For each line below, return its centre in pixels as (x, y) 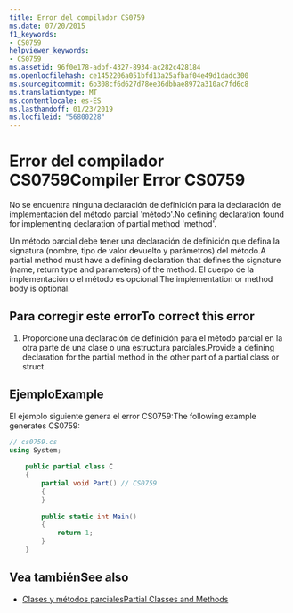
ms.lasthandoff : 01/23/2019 (61, 109)
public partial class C (69, 467)
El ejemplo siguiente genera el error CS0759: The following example (133, 416)
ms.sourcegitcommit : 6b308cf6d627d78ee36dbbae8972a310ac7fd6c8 (129, 84)
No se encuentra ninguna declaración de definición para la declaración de (145, 205)
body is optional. (40, 289)
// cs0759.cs (33, 442)
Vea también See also (69, 578)
